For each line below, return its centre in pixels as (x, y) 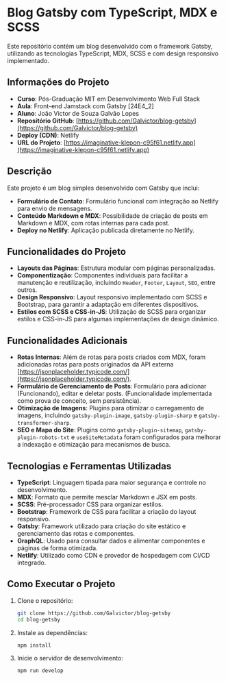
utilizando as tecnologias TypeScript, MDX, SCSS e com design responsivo (113, 53)
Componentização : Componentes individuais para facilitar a (102, 275)
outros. (27, 290)
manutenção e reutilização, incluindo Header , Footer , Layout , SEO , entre (116, 283)
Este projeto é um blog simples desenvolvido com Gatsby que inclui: (103, 188)
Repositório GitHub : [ (48, 121)
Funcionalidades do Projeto (67, 251)
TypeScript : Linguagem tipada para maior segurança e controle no (112, 482)
